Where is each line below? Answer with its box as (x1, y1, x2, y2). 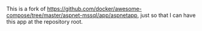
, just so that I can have (137, 12, 196, 19)
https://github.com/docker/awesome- (47, 5, 142, 12)
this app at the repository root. (6, 18, 83, 25)
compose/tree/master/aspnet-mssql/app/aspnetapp (6, 12, 138, 19)
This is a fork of (6, 5, 46, 12)
